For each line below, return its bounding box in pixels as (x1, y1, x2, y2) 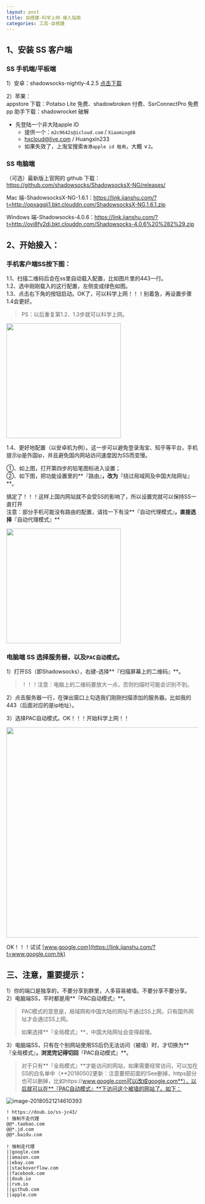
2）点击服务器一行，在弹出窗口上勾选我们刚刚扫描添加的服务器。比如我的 (6, 694, 192, 701)
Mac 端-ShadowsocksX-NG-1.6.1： (6, 194, 94, 201)
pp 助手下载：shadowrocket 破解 (6, 108, 90, 115)
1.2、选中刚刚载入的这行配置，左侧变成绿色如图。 (6, 282, 131, 290)
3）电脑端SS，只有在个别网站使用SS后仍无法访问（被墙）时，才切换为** (6, 1042, 189, 1049)
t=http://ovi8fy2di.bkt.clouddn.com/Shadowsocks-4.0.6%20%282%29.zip (6, 220, 195, 228)
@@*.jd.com (6, 1126, 34, 1133)
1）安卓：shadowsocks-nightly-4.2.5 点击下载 (6, 80, 122, 87)
